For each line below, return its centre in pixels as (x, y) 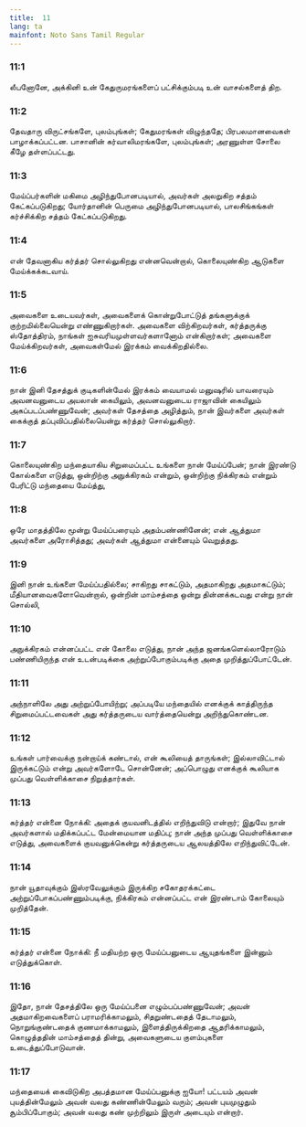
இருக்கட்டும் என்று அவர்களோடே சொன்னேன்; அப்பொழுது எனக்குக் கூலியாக (144, 768)
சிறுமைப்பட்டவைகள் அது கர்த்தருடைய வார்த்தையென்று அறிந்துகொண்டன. (139, 713)
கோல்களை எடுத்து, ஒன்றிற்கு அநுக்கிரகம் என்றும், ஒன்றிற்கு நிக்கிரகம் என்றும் (143, 475)
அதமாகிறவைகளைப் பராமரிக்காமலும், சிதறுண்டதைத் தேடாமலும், (123, 1016)
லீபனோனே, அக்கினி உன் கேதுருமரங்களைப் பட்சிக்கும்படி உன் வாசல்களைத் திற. (146, 87)
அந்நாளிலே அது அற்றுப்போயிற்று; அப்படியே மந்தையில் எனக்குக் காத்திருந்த (142, 703)
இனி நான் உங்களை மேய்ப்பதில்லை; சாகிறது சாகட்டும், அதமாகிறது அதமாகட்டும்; (148, 584)
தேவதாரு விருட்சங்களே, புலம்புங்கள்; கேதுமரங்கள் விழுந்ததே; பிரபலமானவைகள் (150, 131)
